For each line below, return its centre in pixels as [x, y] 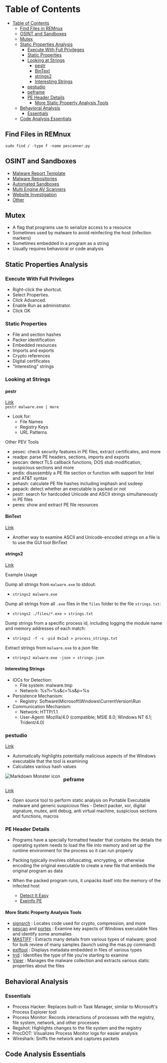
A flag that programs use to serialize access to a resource [72, 227]
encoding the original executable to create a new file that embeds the [84, 865]
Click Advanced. [29, 300]
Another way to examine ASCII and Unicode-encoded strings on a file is [86, 537]
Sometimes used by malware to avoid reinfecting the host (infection [82, 233]
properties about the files [38, 966]
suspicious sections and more [43, 468]
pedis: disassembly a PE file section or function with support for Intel [83, 473]
